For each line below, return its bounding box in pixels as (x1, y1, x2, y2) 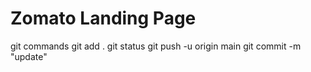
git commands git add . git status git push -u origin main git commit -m (10, 40, 302, 52)
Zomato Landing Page (10, 7, 197, 30)
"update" (10, 50, 48, 62)
